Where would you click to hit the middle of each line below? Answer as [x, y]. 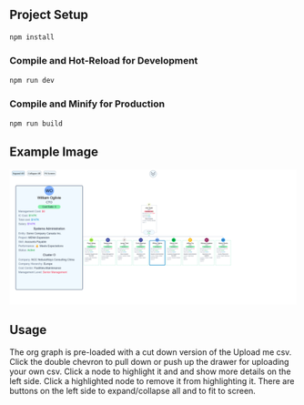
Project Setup [49, 15]
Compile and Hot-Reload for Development [104, 60]
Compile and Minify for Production [87, 104]
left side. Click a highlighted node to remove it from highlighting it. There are [152, 380]
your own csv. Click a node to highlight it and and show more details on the [150, 371]
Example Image [54, 152]
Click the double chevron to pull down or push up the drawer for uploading [149, 361]
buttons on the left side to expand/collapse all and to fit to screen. [133, 390]
